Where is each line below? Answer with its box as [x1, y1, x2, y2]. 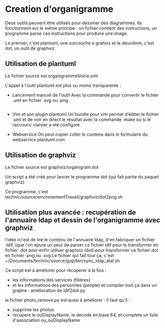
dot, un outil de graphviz [5, 45, 55, 51]
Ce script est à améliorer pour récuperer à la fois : [5, 268, 107, 273]
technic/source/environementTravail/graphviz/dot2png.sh [5, 194, 123, 200]
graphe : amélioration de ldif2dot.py [12, 287, 85, 293]
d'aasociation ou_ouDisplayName [12, 317, 81, 323]
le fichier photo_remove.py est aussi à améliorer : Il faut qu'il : [5, 297, 130, 303]
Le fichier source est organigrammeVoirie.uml [5, 73, 98, 79]
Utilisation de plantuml [5, 59, 76, 68]
